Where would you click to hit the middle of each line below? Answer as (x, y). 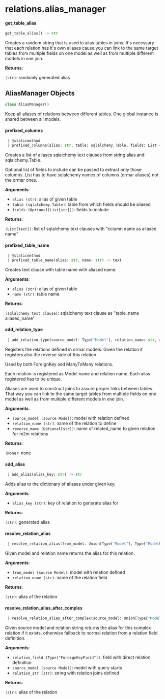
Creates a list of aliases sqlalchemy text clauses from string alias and (75, 155)
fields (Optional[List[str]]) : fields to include (60, 209)
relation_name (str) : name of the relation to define (64, 423)
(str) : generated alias (27, 522)
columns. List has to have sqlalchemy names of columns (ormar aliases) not (82, 175)
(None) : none (18, 453)
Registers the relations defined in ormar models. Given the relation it (74, 349)
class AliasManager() (27, 104)
